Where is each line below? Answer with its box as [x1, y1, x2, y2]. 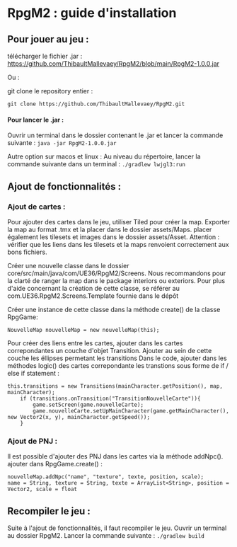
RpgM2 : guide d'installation [7, 5, 177, 21]
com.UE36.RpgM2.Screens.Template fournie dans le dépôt [7, 292, 179, 300]
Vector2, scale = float [7, 486, 78, 493]
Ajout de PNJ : [7, 436, 58, 446]
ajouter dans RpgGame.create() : [7, 460, 103, 468]
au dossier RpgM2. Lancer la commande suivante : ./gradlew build [7, 531, 205, 539]
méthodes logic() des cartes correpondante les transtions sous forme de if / [7, 361, 229, 369]
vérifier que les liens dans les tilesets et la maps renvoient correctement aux [7, 240, 229, 248]
